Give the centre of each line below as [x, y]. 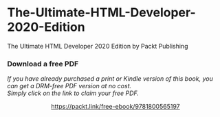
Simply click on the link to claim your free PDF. [73, 93]
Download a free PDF [43, 64]
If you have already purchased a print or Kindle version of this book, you [110, 79]
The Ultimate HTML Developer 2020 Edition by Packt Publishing [98, 46]
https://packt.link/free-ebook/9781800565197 [115, 107]
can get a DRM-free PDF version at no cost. [69, 86]
